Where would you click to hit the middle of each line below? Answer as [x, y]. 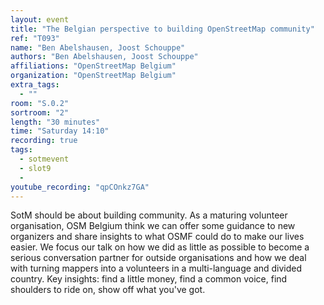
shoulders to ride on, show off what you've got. [108, 290]
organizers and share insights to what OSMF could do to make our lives [157, 237]
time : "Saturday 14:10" [60, 131]
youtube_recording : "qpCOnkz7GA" [80, 187]
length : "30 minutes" [55, 122]
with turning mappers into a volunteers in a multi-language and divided [156, 268]
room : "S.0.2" [40, 103]
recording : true [44, 141]
